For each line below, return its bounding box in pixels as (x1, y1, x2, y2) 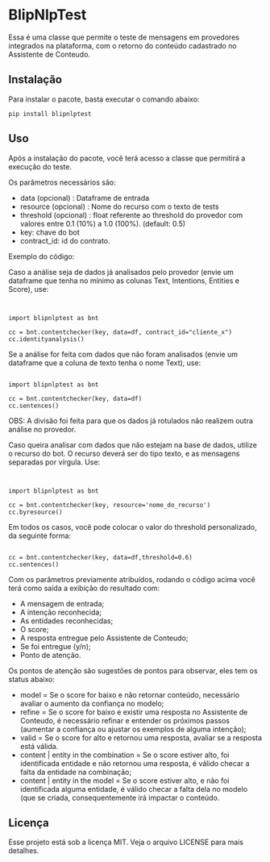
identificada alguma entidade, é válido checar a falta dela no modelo (19, 784, 248, 793)
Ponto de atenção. (19, 650, 81, 660)
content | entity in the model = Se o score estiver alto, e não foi (19, 776, 230, 785)
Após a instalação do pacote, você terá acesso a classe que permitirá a (8, 153, 246, 163)
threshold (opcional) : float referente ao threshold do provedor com (19, 210, 243, 219)
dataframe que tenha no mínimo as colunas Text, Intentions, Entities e (8, 276, 240, 285)
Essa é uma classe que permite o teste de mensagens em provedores (8, 32, 240, 42)
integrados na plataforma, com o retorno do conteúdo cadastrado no (8, 40, 237, 50)
